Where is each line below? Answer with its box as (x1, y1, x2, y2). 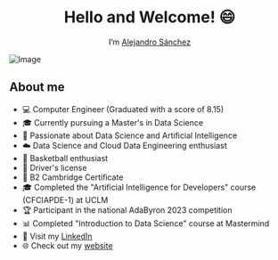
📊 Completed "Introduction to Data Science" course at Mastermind (21, 217, 270, 229)
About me (9, 79, 65, 95)
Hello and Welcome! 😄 (63, 7, 236, 28)
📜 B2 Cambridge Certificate (21, 172, 124, 183)
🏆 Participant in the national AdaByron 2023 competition (21, 204, 233, 215)
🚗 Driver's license (21, 162, 87, 173)
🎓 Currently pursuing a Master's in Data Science (21, 117, 203, 127)
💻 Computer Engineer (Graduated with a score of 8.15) (21, 103, 225, 114)
